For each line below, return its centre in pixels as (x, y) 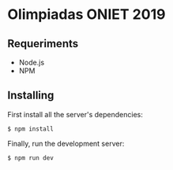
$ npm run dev (31, 158)
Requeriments (43, 44)
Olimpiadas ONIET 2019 (86, 15)
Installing (31, 96)
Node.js (32, 62)
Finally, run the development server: (66, 143)
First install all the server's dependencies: (75, 114)
